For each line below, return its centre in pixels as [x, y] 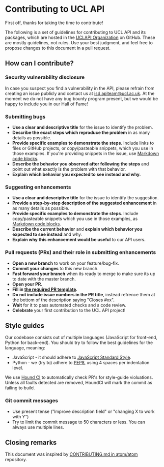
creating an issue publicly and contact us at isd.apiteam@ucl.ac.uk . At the [80, 93]
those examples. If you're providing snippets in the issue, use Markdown [85, 153]
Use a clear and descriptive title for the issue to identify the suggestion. [85, 198]
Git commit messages [32, 401]
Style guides [25, 326]
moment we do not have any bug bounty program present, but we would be [82, 98]
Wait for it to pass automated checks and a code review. [69, 305]
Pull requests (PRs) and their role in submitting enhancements [81, 252]
